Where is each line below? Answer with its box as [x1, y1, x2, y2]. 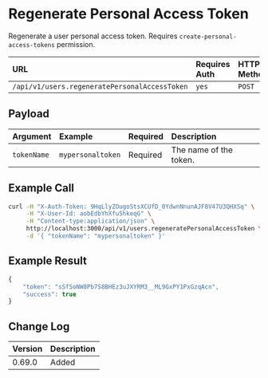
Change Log [8, 320, 70, 333]
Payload [8, 107, 50, 120]
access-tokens [8, 41, 56, 49]
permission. [57, 39, 96, 49]
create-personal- [179, 33, 237, 41]
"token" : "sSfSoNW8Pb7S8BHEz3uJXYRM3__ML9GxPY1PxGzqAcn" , [22, 282, 219, 291]
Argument [12, 131, 52, 142]
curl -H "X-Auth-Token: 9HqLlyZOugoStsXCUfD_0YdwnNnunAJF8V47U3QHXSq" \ [8, 203, 255, 211]
